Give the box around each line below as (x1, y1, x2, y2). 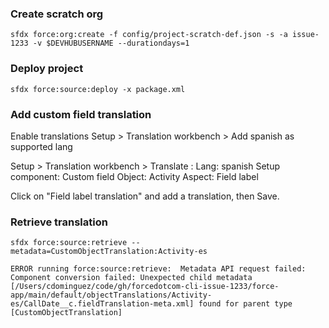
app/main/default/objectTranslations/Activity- (10, 290, 213, 301)
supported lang (10, 140, 73, 152)
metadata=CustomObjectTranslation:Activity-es (10, 247, 208, 257)
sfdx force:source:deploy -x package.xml (10, 84, 186, 94)
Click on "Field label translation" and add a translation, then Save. (10, 190, 280, 202)
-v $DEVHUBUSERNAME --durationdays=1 (32, 38, 190, 49)
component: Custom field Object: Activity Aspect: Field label (10, 170, 259, 182)
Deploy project (10, 62, 84, 76)
